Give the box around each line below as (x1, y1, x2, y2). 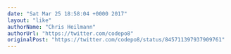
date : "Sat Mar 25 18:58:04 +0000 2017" (7, 10, 128, 18)
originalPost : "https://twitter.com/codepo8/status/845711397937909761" (7, 36, 225, 43)
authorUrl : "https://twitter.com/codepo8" (7, 29, 134, 37)
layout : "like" (7, 17, 52, 24)
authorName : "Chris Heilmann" (7, 23, 96, 30)
